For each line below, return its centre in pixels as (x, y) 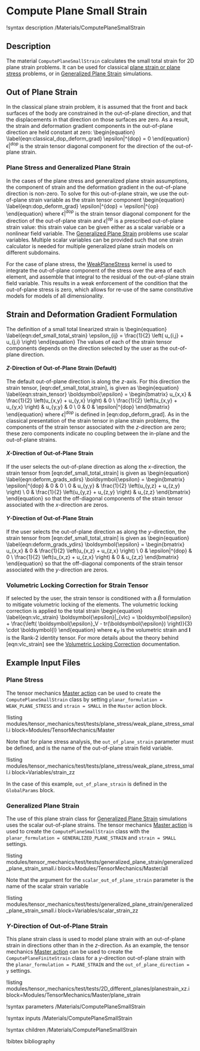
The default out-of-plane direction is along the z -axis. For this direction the (98, 381)
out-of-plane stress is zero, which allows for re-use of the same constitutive (100, 289)
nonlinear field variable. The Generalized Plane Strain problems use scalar (97, 233)
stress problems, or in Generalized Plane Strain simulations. (79, 74)
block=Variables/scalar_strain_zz (98, 911)
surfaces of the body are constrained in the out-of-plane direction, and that (99, 113)
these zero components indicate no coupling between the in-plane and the (98, 433)
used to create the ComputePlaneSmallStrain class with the (78, 831)
